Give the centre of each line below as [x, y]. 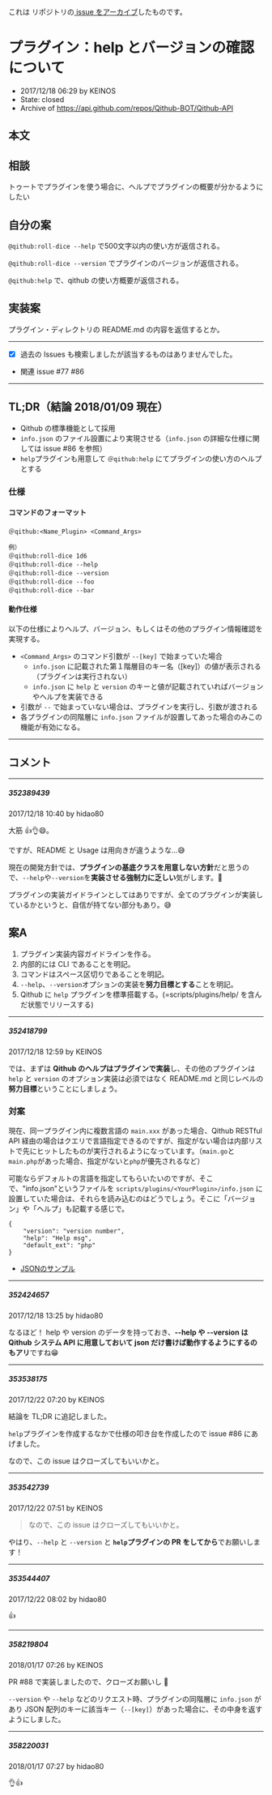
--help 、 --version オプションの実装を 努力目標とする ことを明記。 [129, 984]
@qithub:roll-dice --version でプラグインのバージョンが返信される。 [125, 263]
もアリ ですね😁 [34, 1353]
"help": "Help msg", [57, 1238]
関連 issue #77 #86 [52, 371]
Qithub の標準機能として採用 [68, 428]
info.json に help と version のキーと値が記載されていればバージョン [148, 686]
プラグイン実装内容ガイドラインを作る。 [87, 954]
